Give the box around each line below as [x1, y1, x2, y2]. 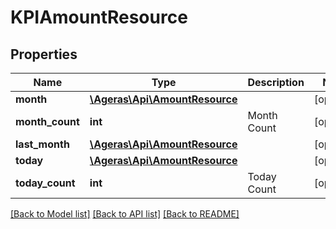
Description [247, 76, 305, 89]
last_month [15, 137, 70, 151]
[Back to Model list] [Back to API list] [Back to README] [10, 208, 240, 220]
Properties [10, 46, 78, 63]
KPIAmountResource [10, 6, 188, 29]
